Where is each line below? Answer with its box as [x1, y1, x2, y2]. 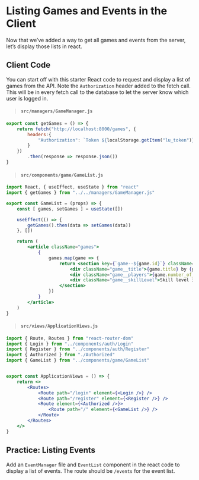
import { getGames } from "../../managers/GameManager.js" [6, 190, 155, 196]
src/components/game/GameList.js [20, 172, 104, 178]
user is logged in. [6, 95, 49, 102]
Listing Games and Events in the [6, 4, 168, 18]
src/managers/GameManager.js [20, 108, 93, 114]
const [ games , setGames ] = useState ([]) [17, 206, 123, 212]
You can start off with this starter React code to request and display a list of [6, 76, 191, 83]
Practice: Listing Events [6, 445, 96, 456]
